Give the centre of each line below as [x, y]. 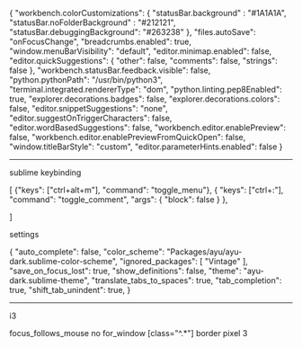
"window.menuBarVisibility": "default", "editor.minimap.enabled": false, [141, 51]
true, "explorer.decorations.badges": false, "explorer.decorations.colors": [145, 99]
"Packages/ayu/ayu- [204, 252]
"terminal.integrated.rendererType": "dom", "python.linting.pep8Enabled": [146, 89]
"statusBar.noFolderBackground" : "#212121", [93, 22]
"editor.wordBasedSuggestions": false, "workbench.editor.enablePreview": [147, 128]
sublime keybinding [45, 173]
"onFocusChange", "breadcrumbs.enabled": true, [100, 41]
